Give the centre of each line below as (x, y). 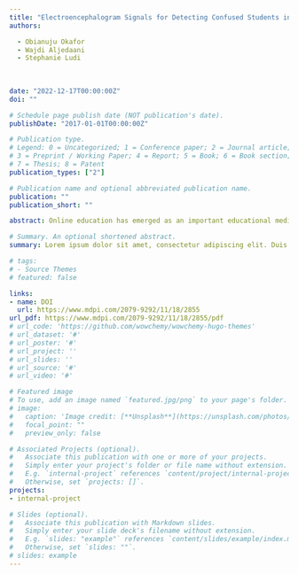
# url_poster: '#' (43, 343)
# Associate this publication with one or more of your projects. (138, 457)
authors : (25, 26)
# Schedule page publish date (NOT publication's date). (117, 115)
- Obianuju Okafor (51, 42)
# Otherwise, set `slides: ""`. (73, 547)
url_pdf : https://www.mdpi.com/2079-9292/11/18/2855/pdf (117, 318)
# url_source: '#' (43, 368)
